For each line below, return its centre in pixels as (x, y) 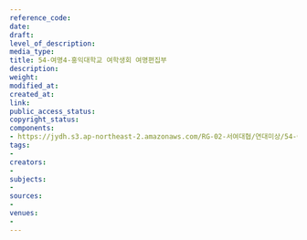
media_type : (32, 52)
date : (20, 26)
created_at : (32, 94)
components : (32, 129)
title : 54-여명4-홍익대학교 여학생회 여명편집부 (88, 60)
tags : (20, 145)
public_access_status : (53, 111)
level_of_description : (53, 43)
